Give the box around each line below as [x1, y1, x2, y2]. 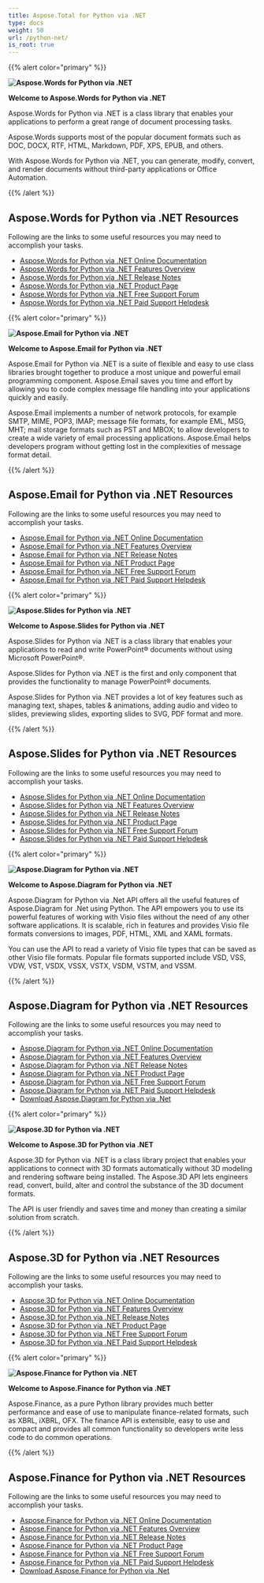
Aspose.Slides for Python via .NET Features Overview [19, 800, 195, 810]
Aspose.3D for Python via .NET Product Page [19, 1321, 167, 1331]
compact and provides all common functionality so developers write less [8, 1424, 244, 1434]
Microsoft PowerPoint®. [8, 653, 85, 663]
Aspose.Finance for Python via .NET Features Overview [19, 1524, 201, 1533]
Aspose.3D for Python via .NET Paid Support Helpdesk [19, 1338, 198, 1347]
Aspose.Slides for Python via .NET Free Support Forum [19, 826, 199, 835]
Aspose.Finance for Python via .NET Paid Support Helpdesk [19, 1558, 214, 1566]
